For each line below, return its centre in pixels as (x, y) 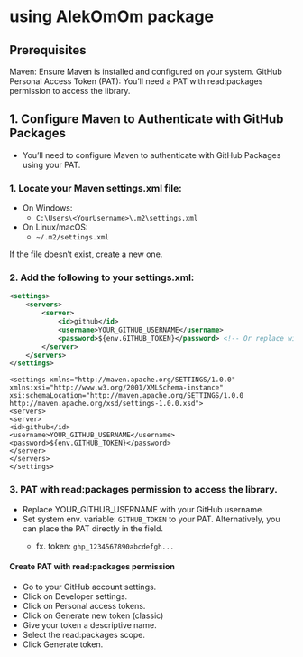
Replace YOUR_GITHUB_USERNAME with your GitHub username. (143, 509)
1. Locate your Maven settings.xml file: (96, 188)
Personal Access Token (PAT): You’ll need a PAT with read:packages (136, 81)
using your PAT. (51, 164)
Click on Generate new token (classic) (93, 615)
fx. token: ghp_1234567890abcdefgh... (105, 546)
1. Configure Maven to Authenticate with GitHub (147, 119)
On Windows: (47, 208)
